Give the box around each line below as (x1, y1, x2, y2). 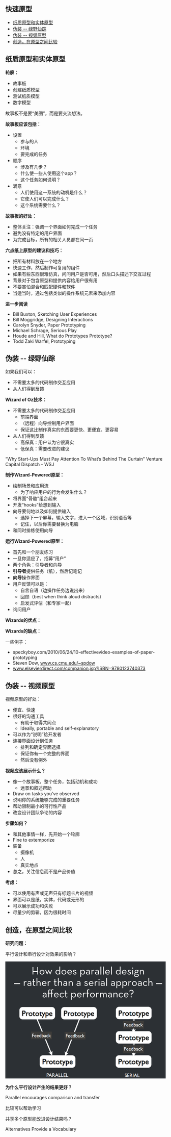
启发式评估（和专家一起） (20, 600, 74, 606)
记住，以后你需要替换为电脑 (20, 521, 79, 527)
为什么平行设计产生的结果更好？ (5, 1084, 72, 1091)
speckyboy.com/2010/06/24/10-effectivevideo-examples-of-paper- (12, 649, 155, 655)
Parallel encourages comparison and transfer (5, 1095, 100, 1101)
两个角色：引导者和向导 (12, 562, 62, 568)
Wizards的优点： (5, 617, 42, 623)
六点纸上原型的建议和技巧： (5, 247, 64, 254)
